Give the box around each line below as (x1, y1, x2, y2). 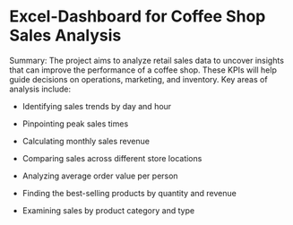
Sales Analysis (9, 25, 122, 46)
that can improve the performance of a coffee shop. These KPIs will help (9, 65, 278, 75)
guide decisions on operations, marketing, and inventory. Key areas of (9, 74, 268, 84)
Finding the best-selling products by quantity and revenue (22, 187, 237, 198)
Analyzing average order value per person (22, 170, 178, 181)
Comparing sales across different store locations (22, 152, 203, 163)
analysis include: (9, 83, 72, 94)
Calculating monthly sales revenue (22, 135, 151, 146)
